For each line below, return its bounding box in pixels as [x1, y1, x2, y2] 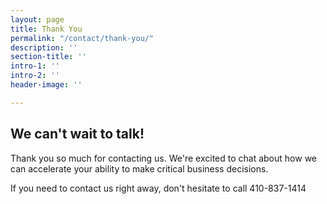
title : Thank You [10, 24, 83, 34]
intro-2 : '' [10, 71, 60, 81]
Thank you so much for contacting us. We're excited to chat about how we [10, 152, 317, 164]
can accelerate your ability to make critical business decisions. [10, 162, 269, 175]
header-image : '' [10, 80, 83, 90]
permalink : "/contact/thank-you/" [10, 33, 155, 43]
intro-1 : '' [10, 61, 60, 71]
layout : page [10, 14, 65, 25]
